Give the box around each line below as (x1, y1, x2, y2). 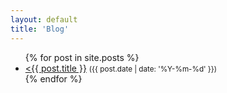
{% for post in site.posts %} (24, 51, 140, 63)
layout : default (10, 14, 78, 25)
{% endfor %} (24, 72, 83, 85)
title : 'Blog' (10, 24, 70, 34)
